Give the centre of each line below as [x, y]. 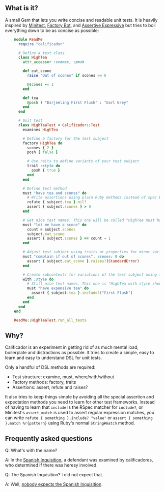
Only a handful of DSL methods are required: [50, 367]
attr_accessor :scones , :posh [54, 62]
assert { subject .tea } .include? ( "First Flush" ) [82, 293]
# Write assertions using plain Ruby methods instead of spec [92, 197]
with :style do [38, 279]
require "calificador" [41, 44]
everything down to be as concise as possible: [52, 30]
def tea [30, 98]
